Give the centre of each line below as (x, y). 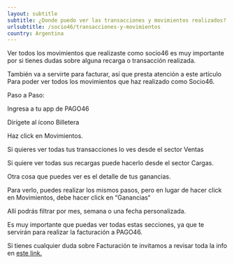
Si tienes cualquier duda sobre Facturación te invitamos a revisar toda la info (117, 246)
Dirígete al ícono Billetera (43, 123)
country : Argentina (36, 33)
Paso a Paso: (26, 95)
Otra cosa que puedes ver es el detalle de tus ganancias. (89, 176)
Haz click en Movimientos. (45, 136)
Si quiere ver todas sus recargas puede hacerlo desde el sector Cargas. (111, 163)
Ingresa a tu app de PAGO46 (48, 109)
